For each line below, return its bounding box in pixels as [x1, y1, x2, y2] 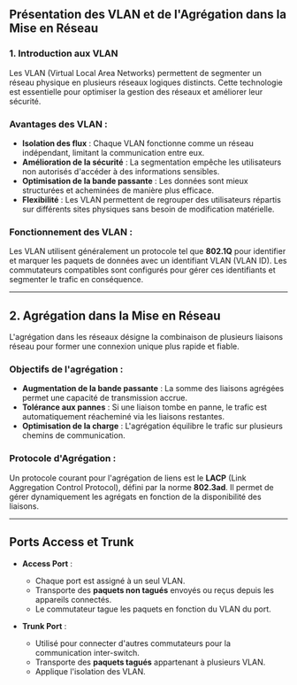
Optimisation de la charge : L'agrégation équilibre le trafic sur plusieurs [21, 420, 283, 432]
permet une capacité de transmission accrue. [21, 393, 188, 404]
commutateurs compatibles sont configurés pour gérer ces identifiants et [9, 265, 276, 275]
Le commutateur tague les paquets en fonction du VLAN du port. [34, 604, 271, 614]
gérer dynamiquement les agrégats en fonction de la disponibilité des [9, 491, 263, 502]
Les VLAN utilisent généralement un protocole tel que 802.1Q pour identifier [9, 246, 286, 257]
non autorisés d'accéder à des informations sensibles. [21, 165, 220, 176]
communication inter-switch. [34, 647, 140, 658]
